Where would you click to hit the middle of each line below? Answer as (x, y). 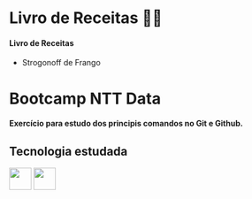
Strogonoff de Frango (61, 63)
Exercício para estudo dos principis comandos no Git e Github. (126, 124)
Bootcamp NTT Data (85, 99)
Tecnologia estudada (69, 151)
